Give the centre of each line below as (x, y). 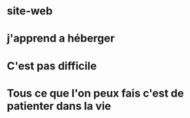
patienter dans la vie (59, 106)
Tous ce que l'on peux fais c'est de (96, 93)
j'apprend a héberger (61, 39)
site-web (30, 11)
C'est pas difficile (52, 66)
